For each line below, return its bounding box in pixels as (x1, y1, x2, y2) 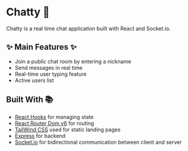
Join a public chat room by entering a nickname (14, 57, 132, 65)
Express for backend (14, 132, 66, 139)
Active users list (14, 76, 55, 83)
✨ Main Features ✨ (6, 42, 77, 52)
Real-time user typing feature (14, 70, 87, 78)
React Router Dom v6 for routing (14, 120, 94, 127)
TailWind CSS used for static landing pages (14, 126, 121, 133)
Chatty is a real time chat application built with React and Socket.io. (6, 25, 171, 32)
